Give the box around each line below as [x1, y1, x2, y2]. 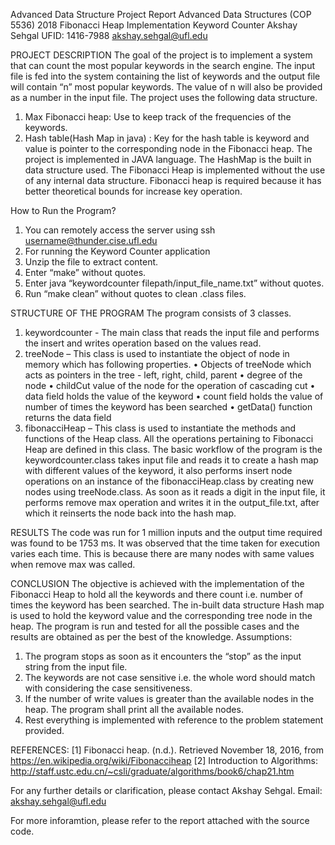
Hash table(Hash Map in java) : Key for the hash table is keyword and [24, 132, 310, 144]
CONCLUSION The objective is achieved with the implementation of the [10, 578, 305, 589]
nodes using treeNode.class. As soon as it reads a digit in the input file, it [24, 486, 326, 498]
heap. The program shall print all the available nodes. [24, 704, 244, 715]
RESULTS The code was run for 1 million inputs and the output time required [10, 527, 323, 538]
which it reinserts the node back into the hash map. [24, 507, 237, 519]
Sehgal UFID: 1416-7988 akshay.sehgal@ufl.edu [10, 30, 208, 41]
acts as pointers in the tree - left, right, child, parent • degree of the [24, 369, 303, 381]
